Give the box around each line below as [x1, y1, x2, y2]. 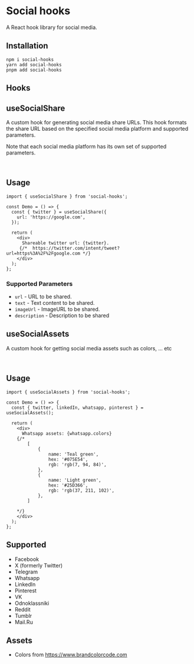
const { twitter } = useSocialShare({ [11, 209, 107, 215]
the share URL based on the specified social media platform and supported [6, 125, 189, 132]
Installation [6, 41, 48, 51]
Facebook [14, 555, 40, 563]
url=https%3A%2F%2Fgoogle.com [6, 250, 81, 256]
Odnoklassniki [14, 599, 50, 607]
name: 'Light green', [48, 477, 101, 483]
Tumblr [14, 612, 32, 619]
